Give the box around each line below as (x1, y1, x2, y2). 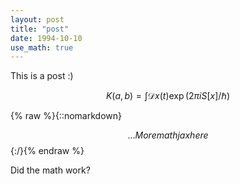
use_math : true (10, 42, 74, 53)
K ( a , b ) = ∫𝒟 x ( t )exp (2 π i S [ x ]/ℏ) (105, 90, 231, 102)
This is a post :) (10, 70, 74, 82)
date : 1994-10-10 (10, 33, 83, 43)
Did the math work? (10, 164, 91, 176)
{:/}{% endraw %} (10, 145, 85, 157)
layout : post (10, 14, 65, 25)
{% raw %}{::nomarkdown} (10, 110, 122, 122)
